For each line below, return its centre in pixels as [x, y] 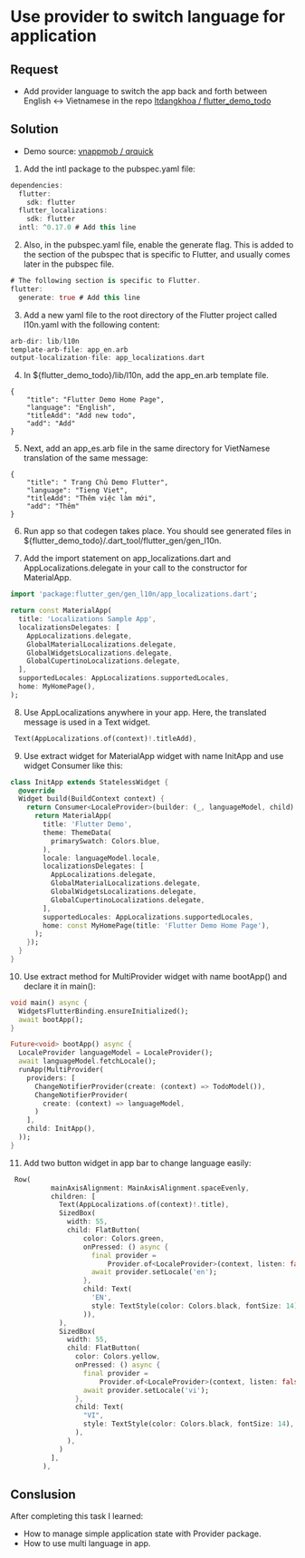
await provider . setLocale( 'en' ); [154, 1272]
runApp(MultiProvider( [61, 1070]
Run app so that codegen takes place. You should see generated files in [157, 531]
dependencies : [37, 185]
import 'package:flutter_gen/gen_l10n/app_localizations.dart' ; [134, 594]
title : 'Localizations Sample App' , [87, 619]
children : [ [73, 1196]
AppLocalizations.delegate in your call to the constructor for [135, 568]
